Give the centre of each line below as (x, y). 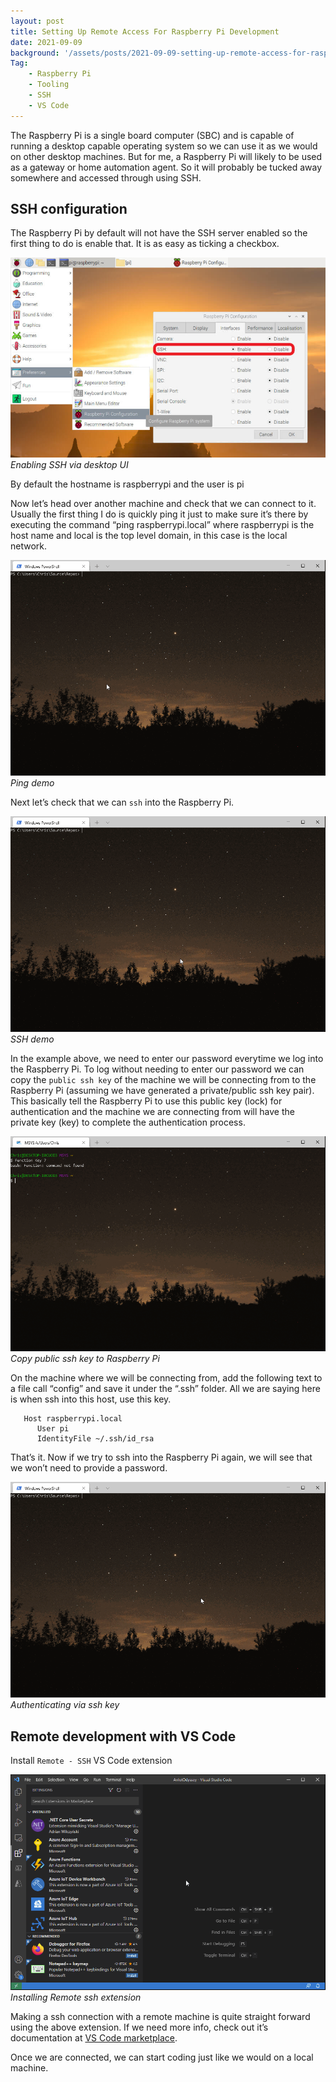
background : (35, 53)
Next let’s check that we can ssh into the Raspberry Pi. (122, 802)
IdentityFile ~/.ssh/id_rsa (95, 1439)
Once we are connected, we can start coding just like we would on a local (162, 2057)
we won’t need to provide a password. (89, 1468)
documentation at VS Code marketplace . (94, 2037)
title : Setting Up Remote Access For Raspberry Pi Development (145, 31)
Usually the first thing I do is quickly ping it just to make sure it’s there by (159, 514)
